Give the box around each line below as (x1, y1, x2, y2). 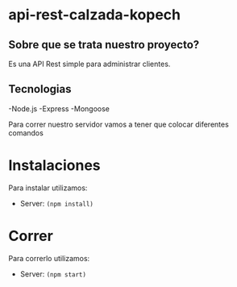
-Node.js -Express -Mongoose (8, 103, 110, 114)
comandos (8, 127, 44, 138)
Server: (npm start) (19, 268, 87, 279)
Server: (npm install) (19, 198, 94, 208)
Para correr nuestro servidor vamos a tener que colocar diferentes (8, 119, 230, 129)
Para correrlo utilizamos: (8, 253, 90, 263)
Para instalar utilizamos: (8, 183, 88, 193)
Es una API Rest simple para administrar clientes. (8, 59, 171, 69)
